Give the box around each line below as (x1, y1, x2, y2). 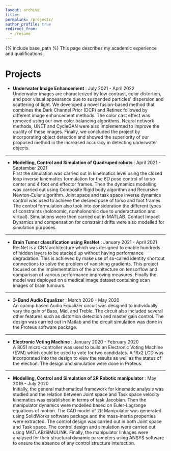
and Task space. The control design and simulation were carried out (12, 423, 156, 430)
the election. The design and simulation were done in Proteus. (12, 360, 142, 366)
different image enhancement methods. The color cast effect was (12, 112, 151, 118)
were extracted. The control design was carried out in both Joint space (12, 418, 162, 425)
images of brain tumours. (12, 282, 66, 288)
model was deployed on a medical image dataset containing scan (12, 277, 150, 283)
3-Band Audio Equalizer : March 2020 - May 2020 (12, 297, 120, 303)
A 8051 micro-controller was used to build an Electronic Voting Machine (12, 344, 163, 350)
